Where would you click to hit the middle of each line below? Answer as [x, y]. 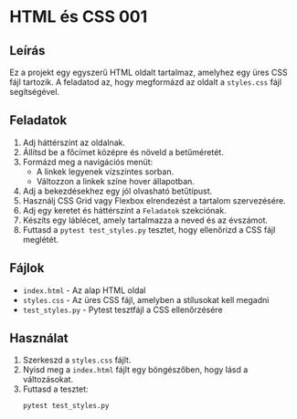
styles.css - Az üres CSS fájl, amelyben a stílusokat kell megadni [146, 299]
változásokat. [48, 380]
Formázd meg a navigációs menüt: [88, 162]
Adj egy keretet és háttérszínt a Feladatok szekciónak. [124, 210]
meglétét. [41, 239]
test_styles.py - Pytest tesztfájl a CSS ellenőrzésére [122, 309]
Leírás [27, 51]
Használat [39, 338]
